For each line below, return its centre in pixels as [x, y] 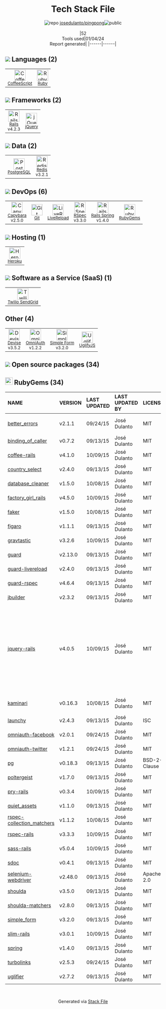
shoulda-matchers [29, 905]
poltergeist [20, 777]
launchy [17, 720]
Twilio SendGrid [23, 302]
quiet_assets [22, 806]
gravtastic [19, 540]
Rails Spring [103, 216]
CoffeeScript [20, 83]
